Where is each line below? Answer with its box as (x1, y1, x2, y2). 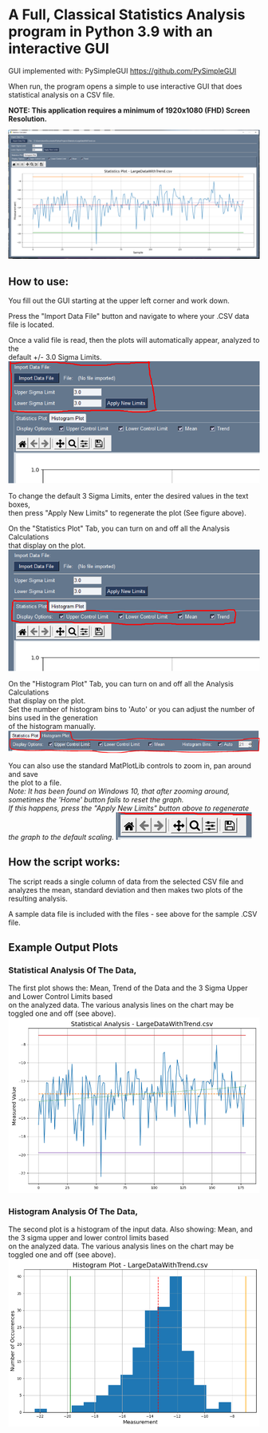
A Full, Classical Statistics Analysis (8, 6, 246, 24)
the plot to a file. (8, 778, 62, 788)
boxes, (8, 500, 30, 509)
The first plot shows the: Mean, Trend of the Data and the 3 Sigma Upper (8, 983, 248, 993)
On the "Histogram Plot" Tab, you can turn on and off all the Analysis (8, 679, 234, 689)
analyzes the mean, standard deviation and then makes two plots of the (8, 885, 243, 894)
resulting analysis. (8, 894, 68, 903)
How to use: (8, 274, 69, 289)
